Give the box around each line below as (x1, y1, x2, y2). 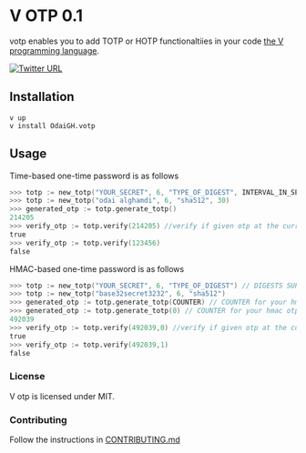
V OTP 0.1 (9, 5, 84, 26)
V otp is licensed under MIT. (9, 390, 116, 401)
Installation (9, 89, 75, 105)
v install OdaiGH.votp (9, 121, 96, 130)
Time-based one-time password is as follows (9, 170, 179, 181)
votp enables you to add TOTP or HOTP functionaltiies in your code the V (9, 35, 284, 46)
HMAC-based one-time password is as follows (9, 263, 185, 274)
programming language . (9, 45, 100, 55)
